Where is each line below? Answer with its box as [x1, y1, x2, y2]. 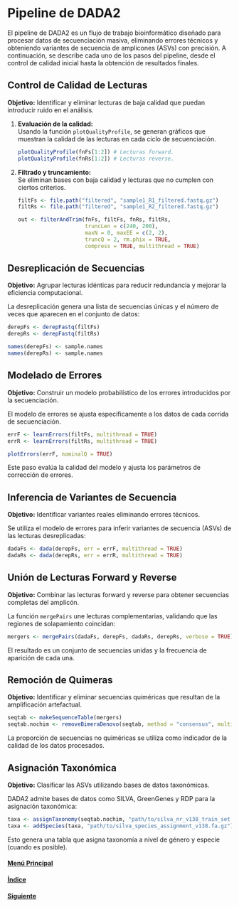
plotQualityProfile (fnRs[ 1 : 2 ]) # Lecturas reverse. [17, 155, 174, 162]
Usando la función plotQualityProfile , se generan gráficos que [17, 127, 206, 136]
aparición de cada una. [7, 653, 75, 662]
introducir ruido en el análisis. [7, 105, 94, 114]
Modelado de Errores [7, 370, 102, 382]
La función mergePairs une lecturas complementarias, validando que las [7, 611, 218, 620]
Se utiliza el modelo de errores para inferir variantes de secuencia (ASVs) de [7, 524, 232, 532]
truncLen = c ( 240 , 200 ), [85, 222, 159, 230]
